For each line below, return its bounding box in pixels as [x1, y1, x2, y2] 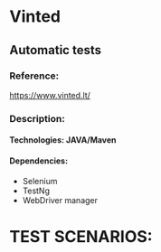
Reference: [9, 70, 60, 82]
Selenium [22, 175, 58, 186]
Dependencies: [9, 155, 69, 166]
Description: [9, 112, 65, 125]
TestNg [22, 185, 51, 196]
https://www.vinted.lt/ [9, 89, 90, 100]
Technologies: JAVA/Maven [9, 135, 117, 145]
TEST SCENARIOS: [9, 226, 153, 247]
